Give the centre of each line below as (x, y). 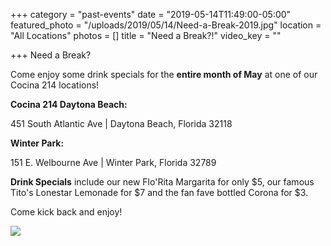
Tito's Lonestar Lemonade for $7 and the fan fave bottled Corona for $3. (159, 192)
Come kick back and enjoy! (66, 212)
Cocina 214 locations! (55, 85)
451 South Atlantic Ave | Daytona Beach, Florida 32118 (121, 123)
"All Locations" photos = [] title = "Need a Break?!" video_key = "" (146, 35)
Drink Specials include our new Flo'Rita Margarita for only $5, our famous (162, 182)
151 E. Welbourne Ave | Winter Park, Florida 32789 (113, 162)
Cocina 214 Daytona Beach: (69, 104)
